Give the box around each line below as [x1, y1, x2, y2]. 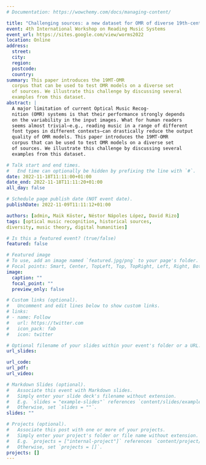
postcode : [12, 66, 37, 72]
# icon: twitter [6, 331, 53, 338]
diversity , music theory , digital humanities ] [6, 224, 128, 230]
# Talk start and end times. [6, 162, 81, 168]
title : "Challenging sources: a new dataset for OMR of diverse [6, 20, 174, 26]
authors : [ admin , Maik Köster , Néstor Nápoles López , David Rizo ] [6, 213, 180, 219]
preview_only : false [12, 286, 64, 292]
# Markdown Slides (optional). [6, 381, 86, 388]
